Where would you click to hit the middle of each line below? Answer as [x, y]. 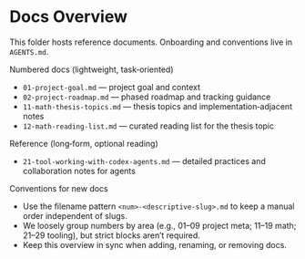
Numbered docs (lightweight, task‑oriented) [92, 69]
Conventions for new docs [59, 188]
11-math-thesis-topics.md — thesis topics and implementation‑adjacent [158, 106]
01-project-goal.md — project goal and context [112, 87]
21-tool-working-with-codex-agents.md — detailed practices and [144, 161]
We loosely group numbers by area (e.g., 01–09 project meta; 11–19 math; [159, 225]
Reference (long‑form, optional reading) [84, 143]
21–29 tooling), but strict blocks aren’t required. [111, 235]
